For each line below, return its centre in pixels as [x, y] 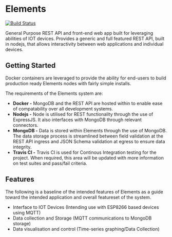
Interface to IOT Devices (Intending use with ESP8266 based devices [86, 207]
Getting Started [31, 65]
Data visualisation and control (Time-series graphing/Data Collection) [86, 229]
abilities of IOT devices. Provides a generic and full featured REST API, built [85, 38]
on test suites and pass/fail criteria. [50, 163]
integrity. [22, 147]
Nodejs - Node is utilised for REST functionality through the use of [83, 114]
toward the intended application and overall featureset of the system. [78, 197]
